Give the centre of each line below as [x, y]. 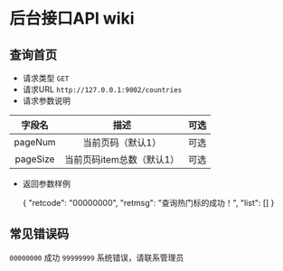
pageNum [35, 142]
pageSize [35, 159]
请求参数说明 [46, 101]
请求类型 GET [46, 78]
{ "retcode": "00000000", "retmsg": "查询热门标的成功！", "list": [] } [148, 203]
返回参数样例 [46, 183]
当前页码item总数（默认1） [122, 159]
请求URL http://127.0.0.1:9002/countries [102, 89]
